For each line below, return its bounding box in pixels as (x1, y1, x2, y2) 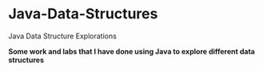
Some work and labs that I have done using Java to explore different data (8, 46, 256, 56)
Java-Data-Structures (8, 5, 158, 23)
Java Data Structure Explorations (8, 31, 118, 41)
